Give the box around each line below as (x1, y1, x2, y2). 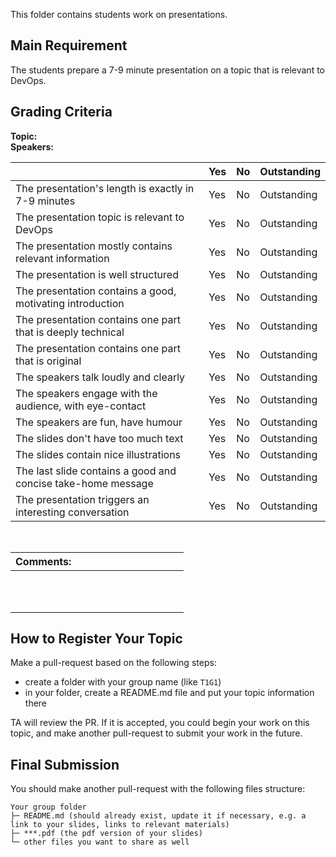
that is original (15, 354, 82, 368)
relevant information (15, 251, 110, 265)
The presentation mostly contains (15, 239, 173, 253)
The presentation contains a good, (15, 284, 177, 298)
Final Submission (10, 756, 120, 773)
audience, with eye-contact (15, 399, 147, 413)
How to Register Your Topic (10, 630, 183, 648)
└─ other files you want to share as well (10, 837, 190, 848)
